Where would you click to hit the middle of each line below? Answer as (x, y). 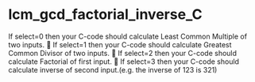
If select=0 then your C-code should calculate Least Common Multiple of (128, 36)
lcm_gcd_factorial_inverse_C (105, 15)
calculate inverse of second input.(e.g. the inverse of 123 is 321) (113, 69)
